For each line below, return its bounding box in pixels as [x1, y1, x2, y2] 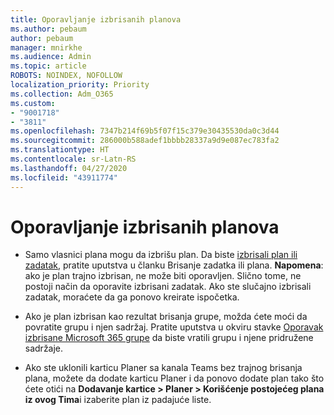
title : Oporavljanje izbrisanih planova [10, 14, 182, 25]
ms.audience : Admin [10, 52, 92, 62]
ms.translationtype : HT [10, 145, 110, 155]
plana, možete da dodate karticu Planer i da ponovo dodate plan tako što [24, 372, 325, 385]
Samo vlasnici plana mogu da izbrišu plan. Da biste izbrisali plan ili [24, 249, 298, 261]
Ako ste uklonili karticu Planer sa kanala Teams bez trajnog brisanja [24, 362, 303, 374]
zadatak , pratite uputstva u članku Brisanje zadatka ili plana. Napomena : [24, 259, 324, 271]
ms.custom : [10, 98, 56, 108]
